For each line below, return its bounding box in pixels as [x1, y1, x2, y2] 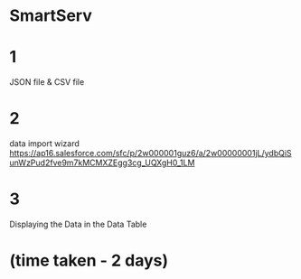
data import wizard [9, 138, 80, 149]
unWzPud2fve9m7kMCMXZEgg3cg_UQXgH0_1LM [9, 157, 195, 168]
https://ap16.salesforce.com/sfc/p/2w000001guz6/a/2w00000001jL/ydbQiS [9, 148, 292, 159]
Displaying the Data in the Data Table [9, 219, 147, 229]
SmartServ [9, 5, 92, 26]
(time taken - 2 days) [9, 250, 169, 271]
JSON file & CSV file [9, 77, 85, 88]
